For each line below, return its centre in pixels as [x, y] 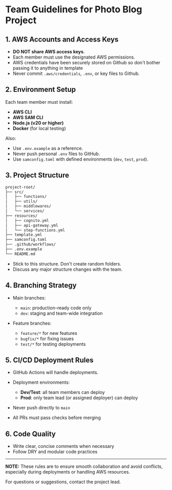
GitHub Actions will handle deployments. [56, 372]
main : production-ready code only [56, 308]
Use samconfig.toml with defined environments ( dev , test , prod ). [80, 159]
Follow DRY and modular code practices [55, 452]
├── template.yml [24, 235]
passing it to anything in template [48, 68]
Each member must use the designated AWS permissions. [74, 57]
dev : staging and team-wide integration [61, 313]
